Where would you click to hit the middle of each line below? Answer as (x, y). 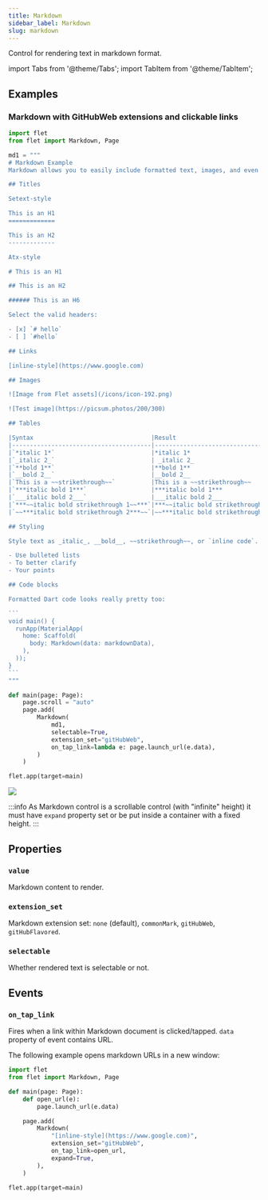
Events (26, 993)
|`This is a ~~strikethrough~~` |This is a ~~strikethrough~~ (130, 482)
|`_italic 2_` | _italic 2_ (101, 460)
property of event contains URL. (61, 1040)
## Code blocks (33, 585)
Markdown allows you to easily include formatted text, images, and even (134, 170)
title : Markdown (35, 16)
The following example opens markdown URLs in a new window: (114, 1055)
